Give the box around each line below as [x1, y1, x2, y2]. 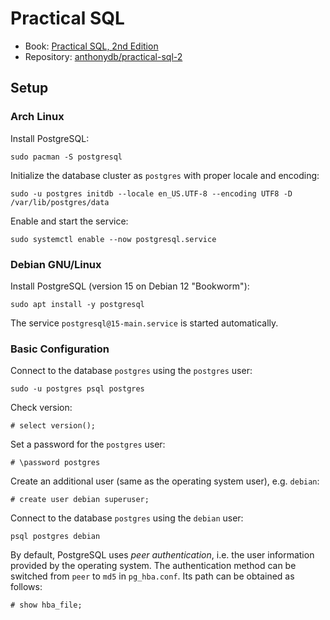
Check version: [10, 402, 73, 414]
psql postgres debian [10, 532, 101, 542]
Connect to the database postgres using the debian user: [10, 512, 244, 524]
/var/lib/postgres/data [10, 197, 110, 207]
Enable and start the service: [10, 215, 129, 227]
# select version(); [10, 421, 97, 431]
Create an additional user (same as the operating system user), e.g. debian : [10, 475, 320, 487]
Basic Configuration [10, 342, 110, 356]
